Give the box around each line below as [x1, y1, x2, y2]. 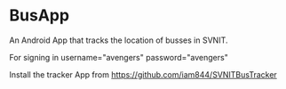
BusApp [9, 5, 69, 26]
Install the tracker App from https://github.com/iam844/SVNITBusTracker [9, 69, 277, 80]
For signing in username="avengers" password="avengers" [9, 52, 228, 62]
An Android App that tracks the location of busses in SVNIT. [9, 35, 228, 45]
